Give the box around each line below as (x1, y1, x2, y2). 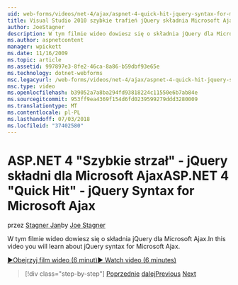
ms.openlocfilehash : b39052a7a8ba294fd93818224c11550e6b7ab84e (7, 89, 198, 96)
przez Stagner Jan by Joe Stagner (7, 221, 106, 230)
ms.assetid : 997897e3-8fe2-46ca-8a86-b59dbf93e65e (7, 63, 160, 70)
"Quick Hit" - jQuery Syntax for (7, 182, 195, 199)
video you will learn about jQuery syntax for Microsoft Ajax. (7, 242, 181, 251)
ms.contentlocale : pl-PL (7, 109, 81, 116)
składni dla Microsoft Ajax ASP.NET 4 (7, 168, 229, 184)
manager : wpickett (7, 43, 62, 50)
